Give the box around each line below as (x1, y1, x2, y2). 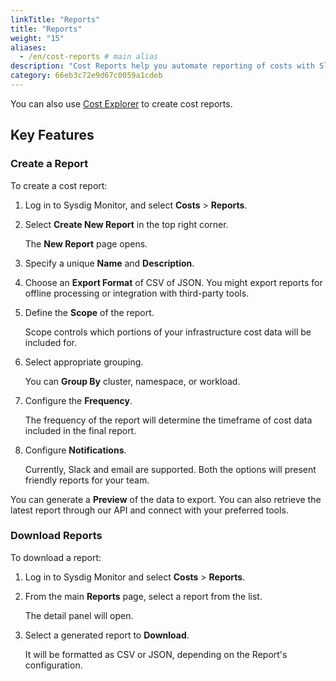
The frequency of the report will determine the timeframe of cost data (24, 414, 313, 426)
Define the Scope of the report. (24, 306, 155, 318)
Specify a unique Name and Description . (24, 257, 195, 269)
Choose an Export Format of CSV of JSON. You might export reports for (24, 276, 323, 288)
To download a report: (10, 551, 102, 563)
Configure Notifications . (24, 444, 127, 456)
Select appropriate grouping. (24, 356, 144, 368)
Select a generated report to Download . (24, 629, 190, 641)
